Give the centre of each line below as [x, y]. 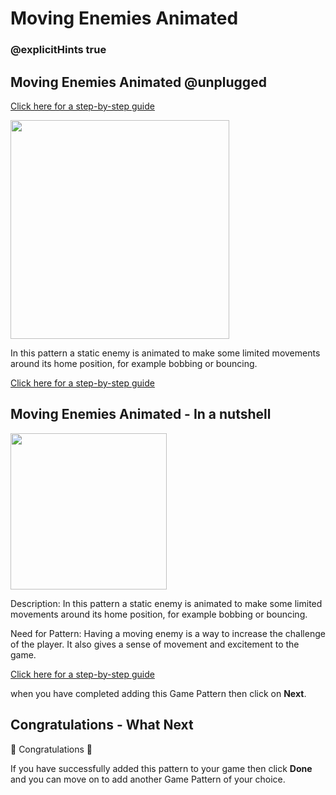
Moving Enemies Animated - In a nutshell [141, 414]
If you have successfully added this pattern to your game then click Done [161, 768]
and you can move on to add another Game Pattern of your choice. [148, 779]
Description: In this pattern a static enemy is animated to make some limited [166, 603]
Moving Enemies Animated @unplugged [138, 82]
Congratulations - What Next [102, 725]
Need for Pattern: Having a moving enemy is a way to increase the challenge [168, 633]
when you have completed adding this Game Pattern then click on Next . [158, 693]
